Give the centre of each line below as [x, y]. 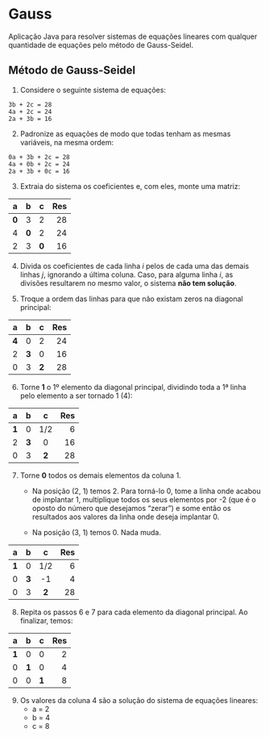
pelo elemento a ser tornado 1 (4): [76, 396]
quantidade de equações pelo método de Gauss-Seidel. [101, 44]
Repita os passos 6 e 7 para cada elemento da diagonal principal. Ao [134, 612]
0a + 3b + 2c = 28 [39, 157]
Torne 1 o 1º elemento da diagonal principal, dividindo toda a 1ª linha [133, 387]
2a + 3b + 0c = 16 [39, 171]
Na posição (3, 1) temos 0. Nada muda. [96, 532]
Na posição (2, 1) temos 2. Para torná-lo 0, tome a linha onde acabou [146, 491]
